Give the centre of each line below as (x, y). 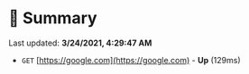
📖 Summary (53, 18)
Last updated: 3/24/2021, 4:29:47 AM (80, 43)
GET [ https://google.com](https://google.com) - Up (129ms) (131, 60)
